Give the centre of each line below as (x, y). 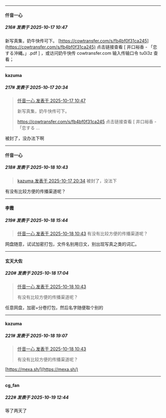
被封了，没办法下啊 (25, 138)
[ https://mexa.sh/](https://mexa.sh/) (42, 369)
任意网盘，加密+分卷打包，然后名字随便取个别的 (54, 307)
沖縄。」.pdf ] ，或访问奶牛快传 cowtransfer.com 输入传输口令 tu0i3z (83, 53)
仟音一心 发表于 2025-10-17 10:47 (51, 101)
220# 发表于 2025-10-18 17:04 (37, 273)
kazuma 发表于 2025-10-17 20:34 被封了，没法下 (67, 181)
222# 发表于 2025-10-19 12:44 (37, 397)
